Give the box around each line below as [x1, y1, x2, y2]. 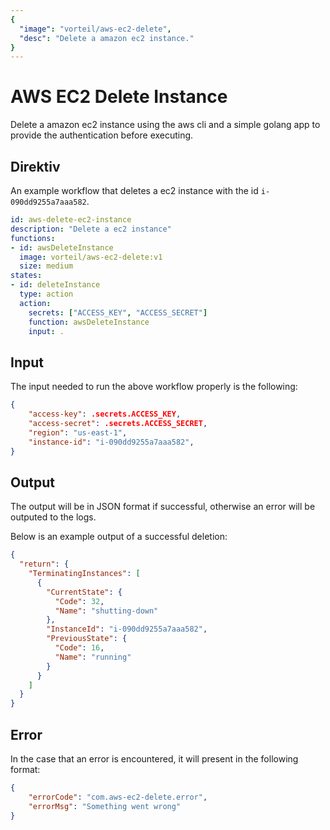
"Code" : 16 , [54, 643, 105, 653]
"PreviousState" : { [46, 634, 128, 644]
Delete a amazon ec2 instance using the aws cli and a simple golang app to [10, 119, 321, 131]
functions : [10, 233, 56, 243]
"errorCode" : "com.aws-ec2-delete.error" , [28, 792, 208, 802]
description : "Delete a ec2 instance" [10, 224, 172, 234]
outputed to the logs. [10, 511, 97, 523]
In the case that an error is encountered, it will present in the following [10, 752, 299, 765]
